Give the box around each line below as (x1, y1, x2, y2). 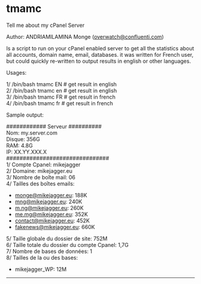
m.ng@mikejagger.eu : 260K (14, 204, 84, 211)
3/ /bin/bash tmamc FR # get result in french (6, 93, 115, 100)
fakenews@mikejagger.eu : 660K (14, 223, 95, 230)
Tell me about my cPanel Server (6, 22, 85, 29)
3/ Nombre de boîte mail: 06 (6, 173, 76, 181)
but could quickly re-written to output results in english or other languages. (6, 57, 191, 65)
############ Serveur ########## (6, 123, 102, 130)
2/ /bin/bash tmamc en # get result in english (6, 87, 117, 94)
